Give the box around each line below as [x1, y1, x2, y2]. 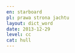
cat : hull [6, 37, 32, 43]
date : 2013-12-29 [6, 26, 51, 32]
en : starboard [6, 9, 43, 15]
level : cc [6, 32, 32, 38]
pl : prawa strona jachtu [6, 15, 70, 21]
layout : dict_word [6, 20, 53, 26]
